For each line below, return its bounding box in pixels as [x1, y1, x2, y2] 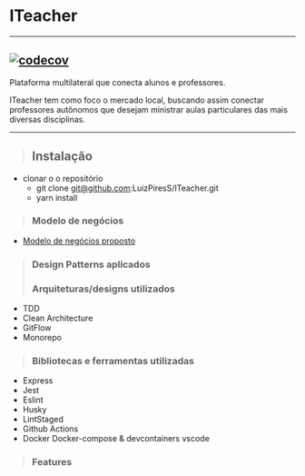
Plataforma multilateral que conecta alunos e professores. [9, 76, 226, 87]
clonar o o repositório [22, 173, 103, 183]
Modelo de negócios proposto [22, 235, 136, 246]
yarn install [35, 192, 78, 203]
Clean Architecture [22, 312, 93, 323]
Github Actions [22, 423, 79, 434]
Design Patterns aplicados [31, 258, 152, 271]
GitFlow [22, 322, 52, 333]
